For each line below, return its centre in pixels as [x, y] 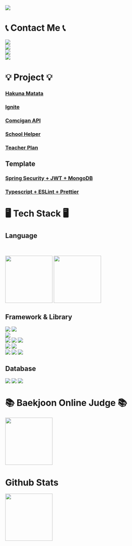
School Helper [23, 134]
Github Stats [32, 482]
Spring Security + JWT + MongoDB [49, 178]
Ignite [13, 107]
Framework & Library [39, 317]
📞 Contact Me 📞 [35, 28]
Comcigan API [23, 120]
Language [21, 236]
